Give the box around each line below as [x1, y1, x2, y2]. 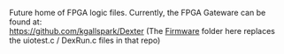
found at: [9, 17, 42, 27]
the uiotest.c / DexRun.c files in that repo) [9, 35, 161, 45]
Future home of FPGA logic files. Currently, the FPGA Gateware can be [9, 8, 266, 17]
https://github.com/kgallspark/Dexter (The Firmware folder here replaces [9, 26, 276, 36]
